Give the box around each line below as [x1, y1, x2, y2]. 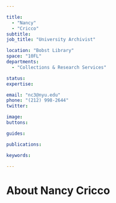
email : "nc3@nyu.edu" [6, 92, 61, 98]
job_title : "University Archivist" [6, 37, 96, 43]
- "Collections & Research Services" [11, 64, 107, 70]
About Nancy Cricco [6, 184, 111, 197]
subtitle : [6, 31, 31, 37]
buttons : [6, 120, 28, 126]
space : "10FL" [6, 53, 42, 59]
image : [6, 114, 23, 120]
